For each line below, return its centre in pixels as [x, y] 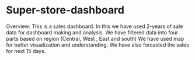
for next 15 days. [26, 51]
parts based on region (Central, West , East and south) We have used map [95, 38]
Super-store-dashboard [65, 10]
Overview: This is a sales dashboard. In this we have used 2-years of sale [95, 26]
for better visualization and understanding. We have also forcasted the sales [98, 45]
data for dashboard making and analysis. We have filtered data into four [92, 32]
